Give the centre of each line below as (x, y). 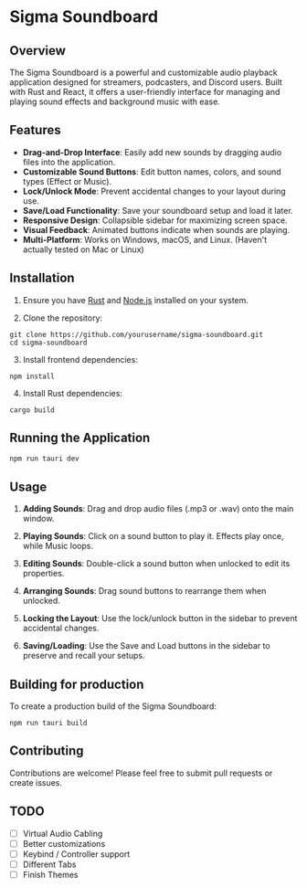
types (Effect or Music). (67, 181)
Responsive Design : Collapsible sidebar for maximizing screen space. (155, 220)
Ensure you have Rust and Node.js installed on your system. (136, 300)
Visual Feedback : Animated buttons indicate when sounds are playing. (156, 229)
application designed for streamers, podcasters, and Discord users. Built (146, 82)
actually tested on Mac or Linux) (83, 249)
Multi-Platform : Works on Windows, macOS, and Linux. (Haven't (145, 239)
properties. (43, 574)
